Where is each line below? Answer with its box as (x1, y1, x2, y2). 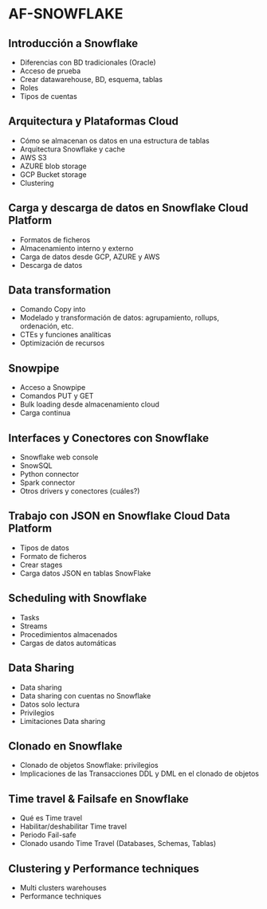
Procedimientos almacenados (19, 629, 118, 639)
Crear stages (19, 560, 63, 569)
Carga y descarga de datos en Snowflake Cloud (8, 201, 249, 215)
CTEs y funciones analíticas (19, 330, 112, 340)
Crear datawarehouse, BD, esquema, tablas (19, 75, 163, 84)
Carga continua (19, 408, 71, 418)
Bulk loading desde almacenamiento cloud (19, 399, 159, 409)
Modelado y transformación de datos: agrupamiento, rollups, (19, 313, 219, 323)
